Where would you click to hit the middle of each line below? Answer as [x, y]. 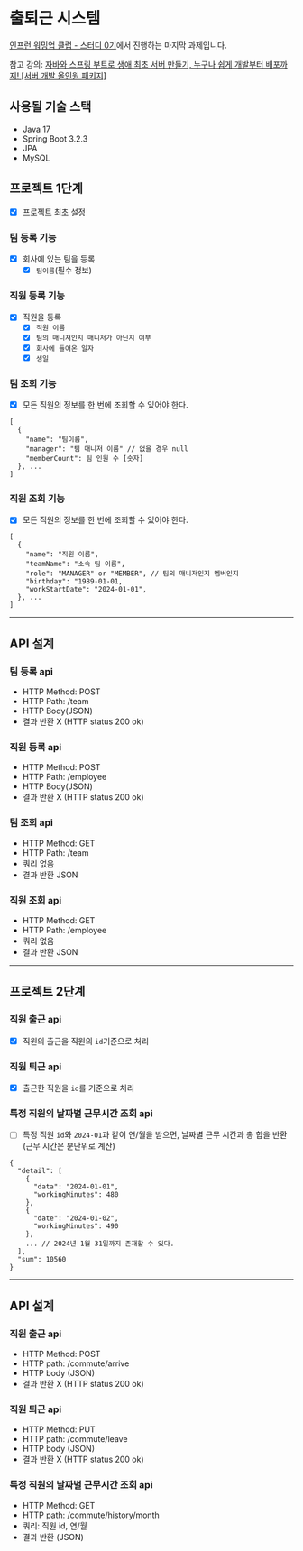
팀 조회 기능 [33, 383]
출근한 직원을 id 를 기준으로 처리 [78, 1088]
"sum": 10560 [42, 1260]
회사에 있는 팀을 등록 [59, 259]
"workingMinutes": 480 [76, 1195]
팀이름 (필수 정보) [64, 270]
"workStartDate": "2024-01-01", [86, 590]
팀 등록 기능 [33, 237]
